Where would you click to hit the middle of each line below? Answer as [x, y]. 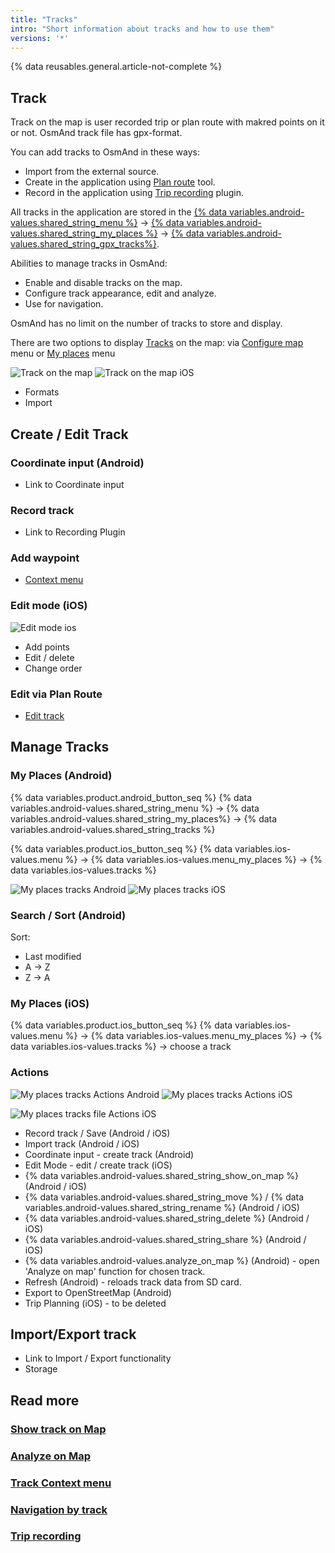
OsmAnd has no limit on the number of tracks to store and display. [146, 323]
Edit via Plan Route [56, 694]
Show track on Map [58, 1429]
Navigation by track [59, 1509]
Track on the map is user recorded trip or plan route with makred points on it [167, 122]
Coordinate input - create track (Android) [109, 1154]
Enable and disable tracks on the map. [103, 283]
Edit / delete [49, 657]
